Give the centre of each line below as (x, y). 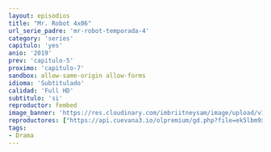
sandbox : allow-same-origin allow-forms (77, 76)
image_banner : (32, 113)
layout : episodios (39, 16)
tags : (17, 128)
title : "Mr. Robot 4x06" (50, 23)
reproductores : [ (38, 121)
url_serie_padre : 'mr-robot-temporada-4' (79, 31)
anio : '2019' (30, 53)
